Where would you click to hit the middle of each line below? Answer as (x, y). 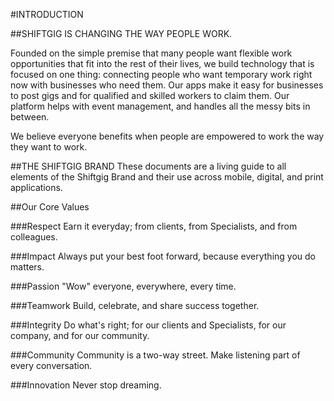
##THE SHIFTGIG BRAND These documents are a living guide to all (148, 166)
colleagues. (34, 237)
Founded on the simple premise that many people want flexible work (151, 53)
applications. (36, 187)
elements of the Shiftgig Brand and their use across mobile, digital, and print (167, 177)
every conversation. (51, 365)
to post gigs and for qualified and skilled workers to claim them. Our (150, 95)
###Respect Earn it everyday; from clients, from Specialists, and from (154, 226)
